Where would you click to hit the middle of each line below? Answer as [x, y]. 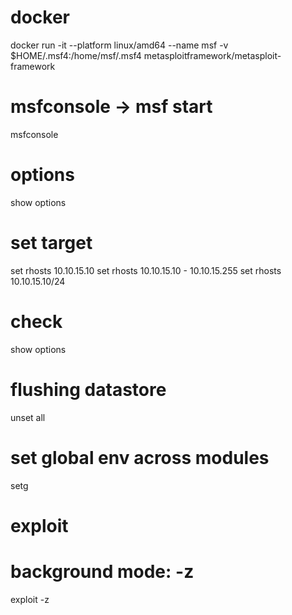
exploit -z [30, 599]
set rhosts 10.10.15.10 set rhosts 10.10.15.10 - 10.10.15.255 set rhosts [146, 270]
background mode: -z [102, 571]
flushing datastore [88, 389]
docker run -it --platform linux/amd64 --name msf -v [119, 45]
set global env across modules [140, 457]
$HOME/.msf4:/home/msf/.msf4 [76, 55]
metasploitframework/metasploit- [212, 55]
